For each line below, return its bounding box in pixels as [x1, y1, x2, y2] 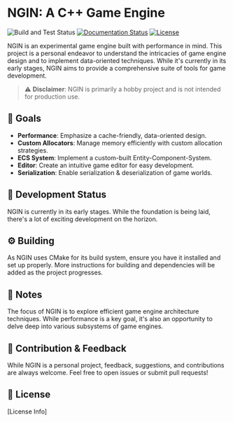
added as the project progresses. [7, 268, 104, 277]
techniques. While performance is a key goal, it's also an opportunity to [7, 315, 213, 323]
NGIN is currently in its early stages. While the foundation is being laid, [7, 207, 211, 216]
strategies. [17, 146, 49, 155]
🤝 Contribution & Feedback [7, 342, 127, 354]
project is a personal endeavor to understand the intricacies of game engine [7, 49, 227, 57]
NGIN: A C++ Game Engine [7, 5, 166, 21]
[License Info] [7, 407, 48, 416]
